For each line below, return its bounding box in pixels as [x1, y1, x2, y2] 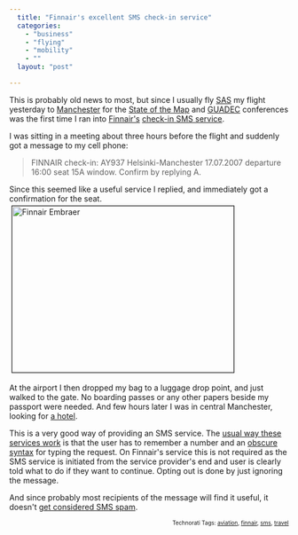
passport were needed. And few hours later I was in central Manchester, [9, 401, 273, 412]
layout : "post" [17, 63, 74, 72]
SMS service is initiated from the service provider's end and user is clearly [9, 456, 282, 467]
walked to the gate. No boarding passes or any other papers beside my [9, 391, 269, 402]
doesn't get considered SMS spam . [9, 501, 138, 512]
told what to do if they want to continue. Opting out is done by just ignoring [9, 465, 284, 476]
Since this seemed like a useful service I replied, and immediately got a [9, 184, 269, 194]
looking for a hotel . [9, 410, 78, 421]
